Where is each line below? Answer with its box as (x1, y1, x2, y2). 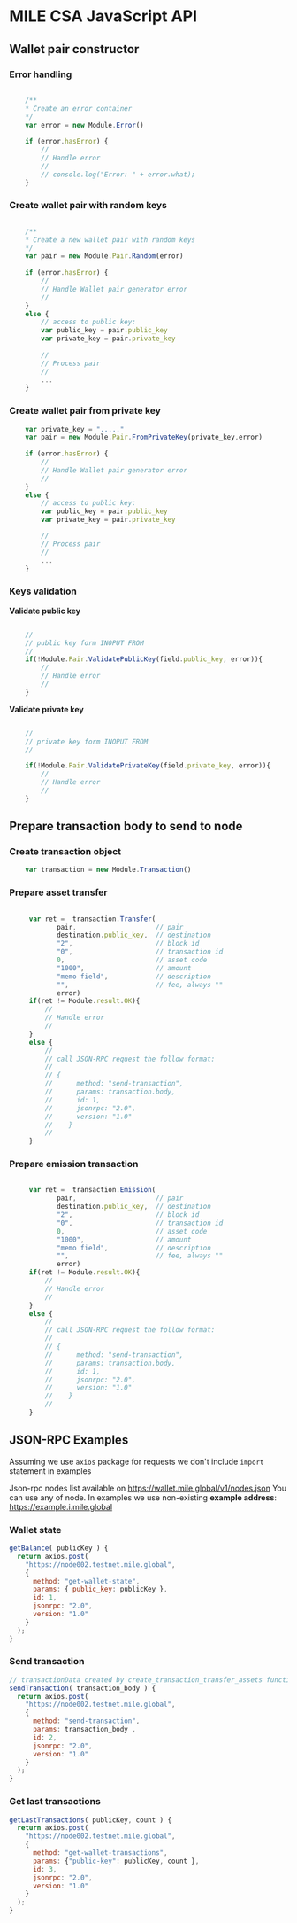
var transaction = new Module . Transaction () (25, 866, 192, 875)
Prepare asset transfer (9, 886, 108, 899)
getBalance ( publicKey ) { (9, 1544, 109, 1553)
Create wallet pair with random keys (9, 199, 168, 212)
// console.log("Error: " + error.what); (41, 170, 196, 179)
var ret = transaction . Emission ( (28, 1186, 156, 1195)
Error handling (9, 68, 72, 81)
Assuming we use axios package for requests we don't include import (9, 1456, 264, 1467)
